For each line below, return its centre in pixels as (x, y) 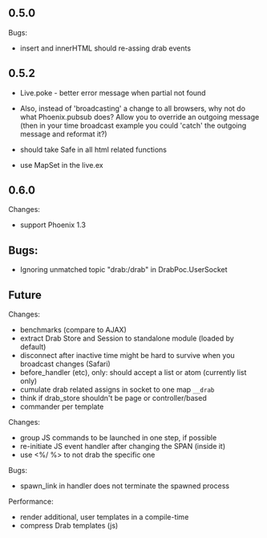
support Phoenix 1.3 (53, 225)
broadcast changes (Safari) (65, 364)
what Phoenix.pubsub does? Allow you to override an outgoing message (140, 116)
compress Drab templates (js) (69, 526)
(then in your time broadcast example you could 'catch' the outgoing (133, 125)
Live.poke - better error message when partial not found (113, 92)
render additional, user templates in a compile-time (104, 517)
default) (33, 347)
